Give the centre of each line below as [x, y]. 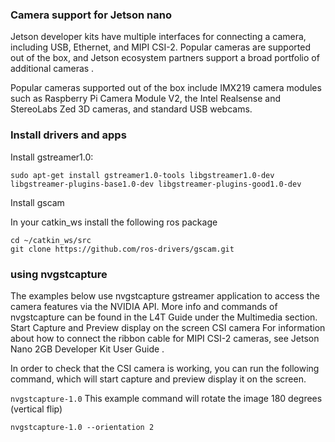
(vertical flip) [36, 409]
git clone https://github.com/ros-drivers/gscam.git [122, 249]
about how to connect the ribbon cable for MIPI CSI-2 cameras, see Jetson [165, 338]
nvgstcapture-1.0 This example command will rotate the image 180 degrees [166, 398]
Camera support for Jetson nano [91, 15]
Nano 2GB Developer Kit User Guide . [87, 349]
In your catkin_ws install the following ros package [114, 222]
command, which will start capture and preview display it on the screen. [158, 379]
